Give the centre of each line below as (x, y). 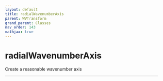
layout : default (21, 9)
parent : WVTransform (26, 18)
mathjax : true (19, 32)
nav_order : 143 (20, 27)
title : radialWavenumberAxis (34, 14)
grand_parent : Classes (28, 23)
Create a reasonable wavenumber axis (43, 69)
